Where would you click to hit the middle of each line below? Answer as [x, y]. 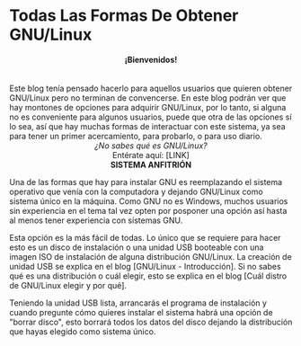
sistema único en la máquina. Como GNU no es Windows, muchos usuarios [149, 201]
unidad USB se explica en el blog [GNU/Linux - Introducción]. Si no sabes [145, 266]
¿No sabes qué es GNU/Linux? [151, 146]
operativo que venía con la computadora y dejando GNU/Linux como [136, 191]
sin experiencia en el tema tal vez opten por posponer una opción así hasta [148, 210]
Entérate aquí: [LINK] [151, 155]
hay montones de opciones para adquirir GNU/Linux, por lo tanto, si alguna [148, 107]
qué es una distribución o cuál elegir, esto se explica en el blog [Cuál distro [148, 276]
